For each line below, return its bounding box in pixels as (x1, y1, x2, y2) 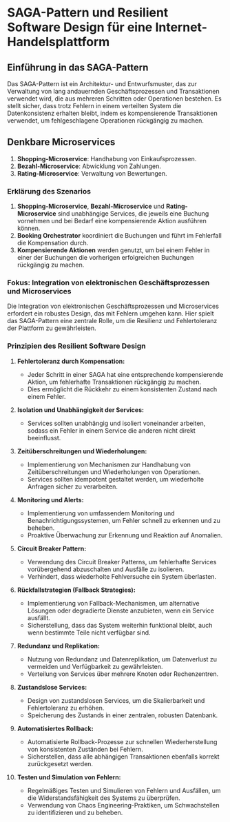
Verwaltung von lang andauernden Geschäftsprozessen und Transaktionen (7, 88, 220, 95)
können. (17, 224, 41, 232)
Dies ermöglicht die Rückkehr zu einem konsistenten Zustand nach (27, 384, 218, 393)
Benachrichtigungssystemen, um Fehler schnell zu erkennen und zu (27, 516, 220, 524)
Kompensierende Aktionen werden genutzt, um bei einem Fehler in (17, 246, 210, 254)
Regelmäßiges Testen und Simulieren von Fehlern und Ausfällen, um (27, 786, 222, 794)
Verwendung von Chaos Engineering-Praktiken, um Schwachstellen (27, 801, 220, 809)
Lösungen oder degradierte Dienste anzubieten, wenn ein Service (27, 606, 215, 615)
